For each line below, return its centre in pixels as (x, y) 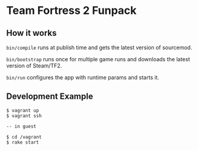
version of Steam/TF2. (34, 65)
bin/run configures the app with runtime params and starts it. (83, 77)
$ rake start (23, 142)
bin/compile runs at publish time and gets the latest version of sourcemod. (99, 47)
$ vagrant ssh (24, 116)
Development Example (50, 97)
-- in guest (21, 126)
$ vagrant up (23, 110)
